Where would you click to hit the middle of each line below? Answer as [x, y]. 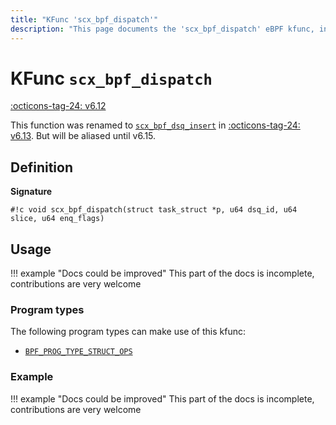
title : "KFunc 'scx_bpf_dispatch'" [84, 19]
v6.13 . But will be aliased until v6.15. [83, 136]
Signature [31, 192]
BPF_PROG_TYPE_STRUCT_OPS [78, 352]
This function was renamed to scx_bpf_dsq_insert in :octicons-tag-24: [155, 125]
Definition [41, 167]
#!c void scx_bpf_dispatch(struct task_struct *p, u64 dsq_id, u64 [154, 210]
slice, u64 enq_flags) [57, 219]
